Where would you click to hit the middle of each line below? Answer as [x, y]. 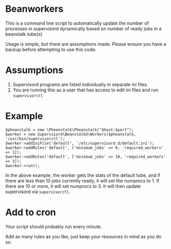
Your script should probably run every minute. [54, 226]
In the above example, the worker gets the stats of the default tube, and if [83, 175]
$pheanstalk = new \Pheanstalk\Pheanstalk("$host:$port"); [70, 130]
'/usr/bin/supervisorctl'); [35, 139]
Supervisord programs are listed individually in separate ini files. [80, 84]
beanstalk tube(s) [24, 34]
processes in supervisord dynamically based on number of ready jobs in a [83, 28]
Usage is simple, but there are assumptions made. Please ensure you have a [86, 44]
